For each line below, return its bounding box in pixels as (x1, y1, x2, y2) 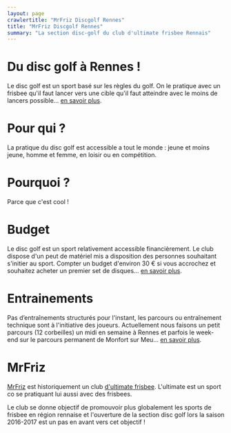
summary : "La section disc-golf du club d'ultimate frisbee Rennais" (7, 29, 212, 37)
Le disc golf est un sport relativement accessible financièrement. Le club (7, 245, 214, 252)
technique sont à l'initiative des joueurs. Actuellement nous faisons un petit (7, 321, 221, 329)
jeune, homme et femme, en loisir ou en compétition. (7, 151, 157, 159)
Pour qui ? (7, 121, 66, 137)
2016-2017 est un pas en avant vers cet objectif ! (7, 418, 146, 426)
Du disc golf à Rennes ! (7, 59, 141, 74)
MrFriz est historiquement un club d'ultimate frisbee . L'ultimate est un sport (7, 382, 221, 390)
